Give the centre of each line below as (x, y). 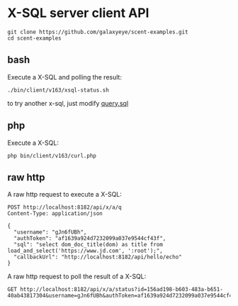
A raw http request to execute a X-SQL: (65, 195)
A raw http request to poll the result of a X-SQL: (77, 277)
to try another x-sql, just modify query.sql (68, 103)
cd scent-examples (34, 38)
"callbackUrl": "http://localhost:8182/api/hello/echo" (98, 257)
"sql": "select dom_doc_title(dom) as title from (88, 245)
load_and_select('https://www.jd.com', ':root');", (85, 251)
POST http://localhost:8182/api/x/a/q (64, 207)
